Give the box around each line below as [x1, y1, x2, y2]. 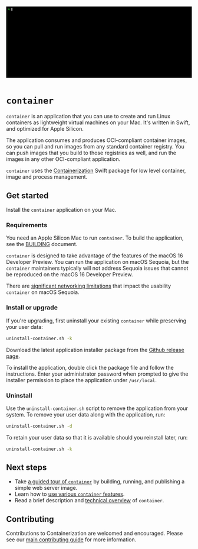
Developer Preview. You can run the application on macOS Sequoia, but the [6, 259, 189, 266]
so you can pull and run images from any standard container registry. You [6, 143, 184, 150]
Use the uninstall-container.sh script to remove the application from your [6, 405, 189, 412]
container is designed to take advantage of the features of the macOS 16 [6, 252, 183, 259]
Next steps [6, 463, 47, 473]
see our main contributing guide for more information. [6, 536, 137, 543]
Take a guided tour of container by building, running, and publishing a [14, 478, 185, 485]
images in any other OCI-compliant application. [6, 156, 121, 163]
